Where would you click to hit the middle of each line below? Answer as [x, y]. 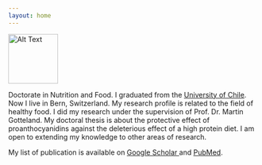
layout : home [30, 15]
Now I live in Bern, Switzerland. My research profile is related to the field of [131, 103]
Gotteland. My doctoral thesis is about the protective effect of [109, 120]
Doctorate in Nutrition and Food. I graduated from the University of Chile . [127, 94]
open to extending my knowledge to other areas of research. [108, 136]
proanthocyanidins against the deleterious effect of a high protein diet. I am [131, 129]
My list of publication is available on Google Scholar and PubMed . [116, 152]
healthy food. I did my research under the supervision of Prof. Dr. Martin [126, 111]
